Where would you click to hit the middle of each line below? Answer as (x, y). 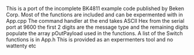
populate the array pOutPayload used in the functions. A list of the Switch (94, 33)
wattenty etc (21, 46)
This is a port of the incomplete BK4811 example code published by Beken (95, 8)
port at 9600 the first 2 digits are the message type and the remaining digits (97, 27)
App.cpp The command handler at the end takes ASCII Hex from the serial (95, 21)
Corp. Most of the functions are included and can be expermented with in (94, 15)
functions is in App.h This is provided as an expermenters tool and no (90, 39)
